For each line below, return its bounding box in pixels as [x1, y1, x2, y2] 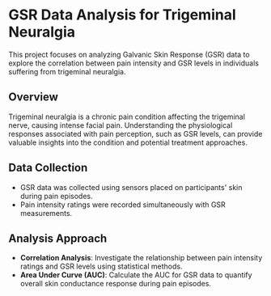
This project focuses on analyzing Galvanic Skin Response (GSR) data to [8, 49, 250, 59]
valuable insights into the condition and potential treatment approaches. [8, 137, 248, 147]
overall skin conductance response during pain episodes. [19, 279, 212, 289]
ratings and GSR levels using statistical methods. [19, 261, 183, 272]
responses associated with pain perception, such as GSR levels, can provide [8, 129, 263, 138]
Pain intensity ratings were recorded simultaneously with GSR [19, 200, 227, 209]
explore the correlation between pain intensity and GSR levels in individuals [8, 58, 260, 68]
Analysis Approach [8, 231, 108, 245]
